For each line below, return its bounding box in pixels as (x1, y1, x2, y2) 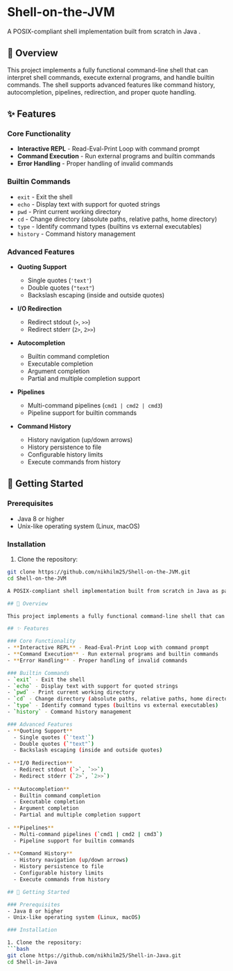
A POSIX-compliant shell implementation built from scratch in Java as (7, 587, 218, 594)
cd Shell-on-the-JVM (7, 575, 67, 582)
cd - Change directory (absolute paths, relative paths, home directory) (17, 215, 217, 223)
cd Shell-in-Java (7, 958, 58, 965)
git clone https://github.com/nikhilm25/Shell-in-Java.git (7, 952, 182, 959)
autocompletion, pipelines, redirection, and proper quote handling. (7, 88, 196, 96)
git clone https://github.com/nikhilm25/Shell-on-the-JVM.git (7, 569, 191, 576)
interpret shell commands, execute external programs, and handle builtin (7, 73, 215, 81)
